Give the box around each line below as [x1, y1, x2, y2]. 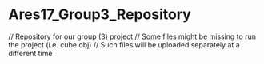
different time [8, 48, 53, 58]
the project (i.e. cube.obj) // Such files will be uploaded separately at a [8, 40, 240, 49]
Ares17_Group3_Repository [8, 6, 192, 24]
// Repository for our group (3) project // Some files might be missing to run [8, 32, 256, 41]
